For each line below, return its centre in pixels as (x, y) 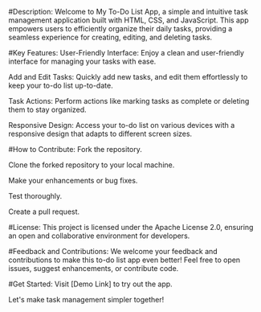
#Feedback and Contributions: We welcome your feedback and (113, 251)
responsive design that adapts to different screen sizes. (100, 133)
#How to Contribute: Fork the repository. (75, 149)
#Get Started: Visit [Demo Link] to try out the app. (90, 284)
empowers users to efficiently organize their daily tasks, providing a (120, 29)
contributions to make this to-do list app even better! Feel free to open (124, 260)
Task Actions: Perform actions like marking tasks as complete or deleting (129, 101)
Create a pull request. (44, 211)
